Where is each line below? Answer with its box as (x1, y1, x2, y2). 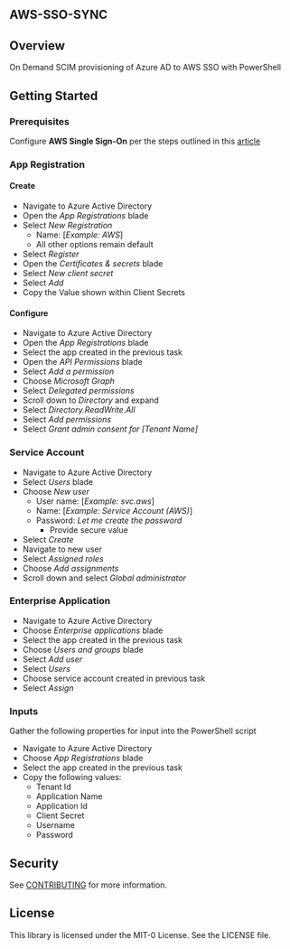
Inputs (9, 704, 39, 717)
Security (9, 855, 59, 870)
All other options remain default (35, 239, 154, 250)
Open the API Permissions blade (22, 357, 143, 368)
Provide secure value (49, 524, 128, 535)
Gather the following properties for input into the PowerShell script (9, 726, 257, 737)
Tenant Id (35, 781, 71, 793)
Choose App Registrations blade (22, 753, 144, 764)
